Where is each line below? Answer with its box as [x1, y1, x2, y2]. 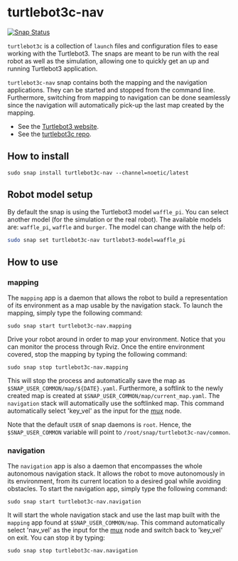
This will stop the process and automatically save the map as [7, 377, 186, 385]
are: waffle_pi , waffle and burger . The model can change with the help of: [7, 222, 225, 231]
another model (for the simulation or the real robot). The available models [7, 215, 222, 224]
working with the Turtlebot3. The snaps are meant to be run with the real [7, 49, 220, 58]
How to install [7, 150, 70, 162]
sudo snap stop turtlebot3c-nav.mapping [7, 364, 129, 371]
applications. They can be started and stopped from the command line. [7, 85, 215, 94]
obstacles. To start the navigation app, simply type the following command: [7, 485, 227, 493]
